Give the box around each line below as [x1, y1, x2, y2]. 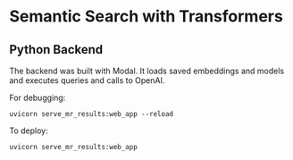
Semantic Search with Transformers [9, 6, 283, 27]
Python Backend [9, 42, 104, 57]
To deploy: [9, 125, 48, 136]
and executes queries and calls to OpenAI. [9, 75, 165, 86]
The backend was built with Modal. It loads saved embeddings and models [9, 65, 284, 76]
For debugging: [9, 92, 66, 103]
